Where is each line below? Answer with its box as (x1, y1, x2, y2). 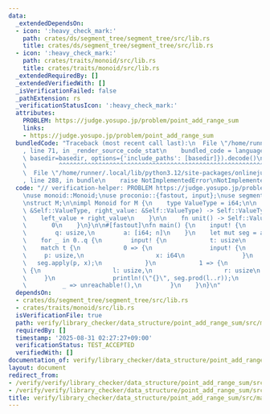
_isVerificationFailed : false (15, 86, 117, 95)
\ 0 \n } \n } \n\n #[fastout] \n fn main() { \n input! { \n (22, 221, 247, 230)
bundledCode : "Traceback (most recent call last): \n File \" (15, 139, 228, 147)
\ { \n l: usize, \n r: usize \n (22, 267, 261, 275)
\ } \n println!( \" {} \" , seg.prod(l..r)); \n (22, 274, 239, 282)
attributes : (15, 110, 56, 118)
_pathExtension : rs (15, 94, 81, 102)
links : (22, 124, 45, 132)
